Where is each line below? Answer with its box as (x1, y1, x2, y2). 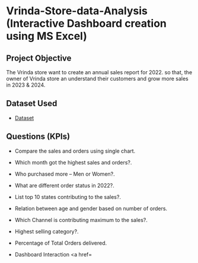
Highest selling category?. (14, 227, 79, 235)
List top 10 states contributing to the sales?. (14, 193, 122, 200)
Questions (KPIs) (6, 132, 70, 142)
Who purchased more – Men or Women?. (14, 170, 116, 178)
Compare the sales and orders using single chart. (14, 147, 136, 154)
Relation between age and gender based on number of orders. (14, 205, 168, 212)
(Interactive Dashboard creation (6, 17, 167, 30)
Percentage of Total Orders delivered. (14, 239, 107, 246)
